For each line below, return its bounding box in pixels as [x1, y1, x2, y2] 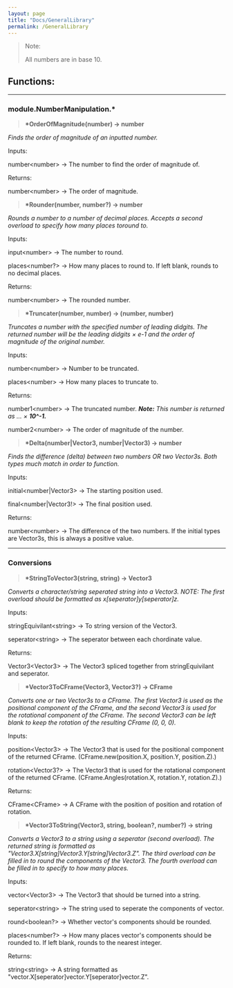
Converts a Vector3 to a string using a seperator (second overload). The [8, 834, 215, 842]
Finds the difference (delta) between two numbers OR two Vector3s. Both [8, 452, 217, 461]
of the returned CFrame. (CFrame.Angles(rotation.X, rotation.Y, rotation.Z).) [8, 773, 222, 781]
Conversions [8, 558, 52, 568]
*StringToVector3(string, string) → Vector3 [24, 573, 153, 582]
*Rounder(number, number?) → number [24, 200, 143, 209]
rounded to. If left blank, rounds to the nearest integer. [8, 938, 162, 946]
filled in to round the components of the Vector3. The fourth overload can [8, 856, 217, 865]
